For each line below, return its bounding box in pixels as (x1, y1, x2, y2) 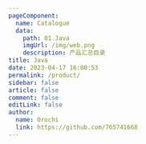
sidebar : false (8, 78, 59, 86)
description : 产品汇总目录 (22, 49, 106, 57)
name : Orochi (15, 116, 59, 124)
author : (8, 109, 34, 117)
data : (15, 26, 34, 34)
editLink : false (8, 101, 63, 109)
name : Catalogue (15, 19, 70, 27)
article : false (8, 86, 59, 94)
